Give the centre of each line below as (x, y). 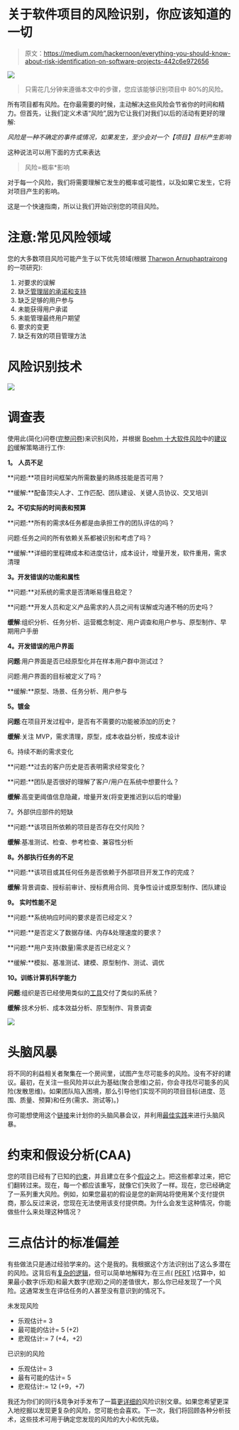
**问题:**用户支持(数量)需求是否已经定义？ (70, 947)
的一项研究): (25, 267)
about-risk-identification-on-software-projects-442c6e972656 (117, 61)
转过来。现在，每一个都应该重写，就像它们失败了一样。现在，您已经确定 (125, 1185)
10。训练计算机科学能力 (42, 977)
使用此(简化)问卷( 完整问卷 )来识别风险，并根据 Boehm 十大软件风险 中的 (111, 438)
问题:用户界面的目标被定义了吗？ (55, 676)
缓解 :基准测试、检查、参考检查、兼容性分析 (71, 842)
